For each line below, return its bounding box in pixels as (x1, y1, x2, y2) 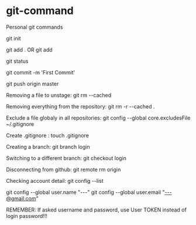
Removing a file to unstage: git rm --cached (6, 91, 112, 98)
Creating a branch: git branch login (6, 143, 90, 150)
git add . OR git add (6, 46, 53, 53)
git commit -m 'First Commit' (6, 69, 75, 76)
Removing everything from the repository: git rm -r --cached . (6, 103, 155, 110)
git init (6, 35, 22, 42)
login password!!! (6, 212, 48, 219)
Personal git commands (6, 23, 63, 30)
